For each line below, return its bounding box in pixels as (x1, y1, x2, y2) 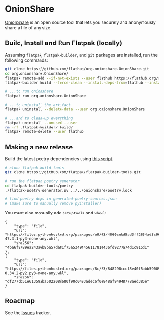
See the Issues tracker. (5, 310, 51, 316)
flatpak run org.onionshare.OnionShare (5, 94, 86, 99)
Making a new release (5, 143, 73, 151)
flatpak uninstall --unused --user (5, 120, 78, 125)
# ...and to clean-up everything (5, 116, 73, 121)
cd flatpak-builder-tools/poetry (5, 183, 73, 188)
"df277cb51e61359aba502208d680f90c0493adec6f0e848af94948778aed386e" (5, 279, 150, 284)
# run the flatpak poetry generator (5, 178, 80, 184)
